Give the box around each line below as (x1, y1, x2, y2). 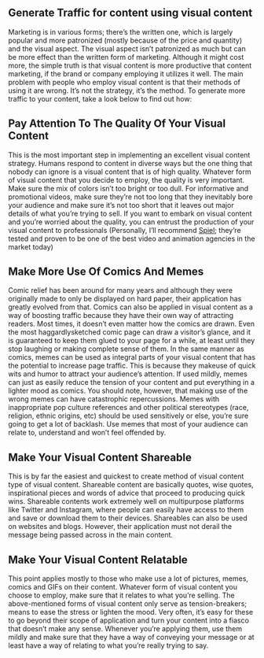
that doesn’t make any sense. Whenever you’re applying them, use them (8, 624, 242, 634)
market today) (8, 242, 53, 251)
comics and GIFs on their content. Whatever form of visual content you (8, 582, 238, 592)
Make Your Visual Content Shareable (8, 450, 192, 464)
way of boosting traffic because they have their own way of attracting (8, 311, 234, 320)
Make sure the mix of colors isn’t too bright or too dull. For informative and (8, 183, 249, 193)
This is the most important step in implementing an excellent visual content (8, 150, 251, 160)
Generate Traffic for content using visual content (8, 6, 253, 20)
